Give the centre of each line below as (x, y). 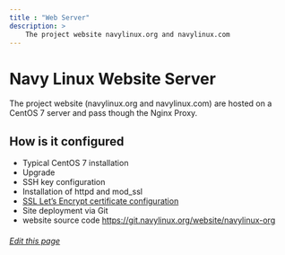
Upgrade (39, 172)
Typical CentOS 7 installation (75, 163)
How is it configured (67, 141)
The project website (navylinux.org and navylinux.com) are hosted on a (141, 103)
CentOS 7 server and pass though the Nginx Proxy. (104, 113)
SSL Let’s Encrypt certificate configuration (100, 201)
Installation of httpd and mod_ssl (82, 192)
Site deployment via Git (65, 211)
